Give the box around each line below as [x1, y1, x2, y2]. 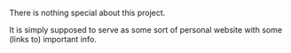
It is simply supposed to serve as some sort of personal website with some [9, 25, 282, 34]
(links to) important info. [9, 34, 98, 44]
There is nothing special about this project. [9, 8, 166, 18]
